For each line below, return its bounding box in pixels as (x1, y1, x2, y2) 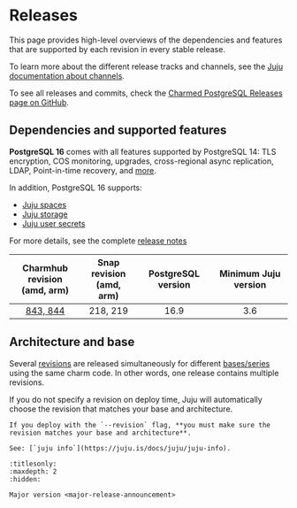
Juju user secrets (21, 218, 86, 228)
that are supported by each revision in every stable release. (9, 43, 225, 54)
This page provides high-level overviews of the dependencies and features (9, 35, 283, 45)
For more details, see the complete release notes (9, 235, 187, 246)
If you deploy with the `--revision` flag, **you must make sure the (9, 420, 271, 429)
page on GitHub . (9, 96, 69, 107)
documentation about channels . (9, 70, 126, 81)
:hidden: (9, 474, 42, 483)
